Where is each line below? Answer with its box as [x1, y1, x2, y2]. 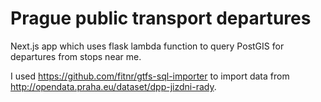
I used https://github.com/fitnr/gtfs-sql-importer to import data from [10, 70, 290, 82]
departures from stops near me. [10, 50, 142, 62]
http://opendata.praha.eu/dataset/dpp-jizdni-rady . [10, 80, 217, 92]
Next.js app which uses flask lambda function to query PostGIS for [10, 40, 285, 52]
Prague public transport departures [10, 7, 312, 30]
